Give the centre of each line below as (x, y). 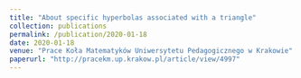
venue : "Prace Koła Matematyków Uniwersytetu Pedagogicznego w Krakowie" (151, 51)
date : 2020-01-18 (42, 43)
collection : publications (58, 26)
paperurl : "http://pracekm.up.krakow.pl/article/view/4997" (125, 59)
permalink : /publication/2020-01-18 (78, 34)
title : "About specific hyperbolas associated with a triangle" (133, 17)
